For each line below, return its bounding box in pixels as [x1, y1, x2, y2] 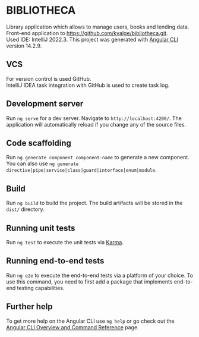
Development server [6, 99, 84, 109]
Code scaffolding [6, 138, 71, 148]
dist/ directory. [6, 206, 45, 213]
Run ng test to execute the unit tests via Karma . [6, 239, 124, 245]
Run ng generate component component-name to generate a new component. [6, 154, 190, 161]
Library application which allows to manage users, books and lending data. [6, 23, 189, 30]
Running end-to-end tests [6, 256, 105, 266]
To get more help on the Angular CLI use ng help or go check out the [6, 317, 175, 325]
